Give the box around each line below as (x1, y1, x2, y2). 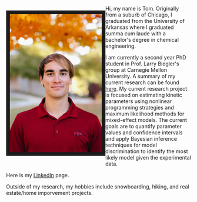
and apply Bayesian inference (105, 135, 178, 142)
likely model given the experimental (105, 154, 191, 161)
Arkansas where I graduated (105, 24, 174, 31)
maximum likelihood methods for (105, 110, 185, 117)
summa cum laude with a (105, 30, 166, 37)
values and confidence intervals (105, 129, 183, 136)
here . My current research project (105, 85, 188, 92)
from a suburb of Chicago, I (105, 11, 172, 18)
